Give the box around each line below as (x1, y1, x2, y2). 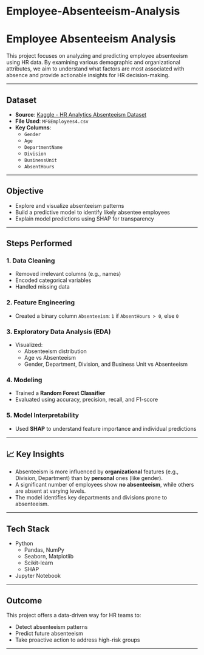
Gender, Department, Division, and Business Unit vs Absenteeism (24, 360, 188, 368)
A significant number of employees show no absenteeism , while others (15, 481, 194, 489)
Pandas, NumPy (24, 546, 65, 554)
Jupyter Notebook (15, 572, 61, 580)
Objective (6, 186, 44, 196)
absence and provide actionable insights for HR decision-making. (6, 72, 170, 79)
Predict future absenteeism (15, 630, 83, 637)
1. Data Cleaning (6, 256, 55, 265)
